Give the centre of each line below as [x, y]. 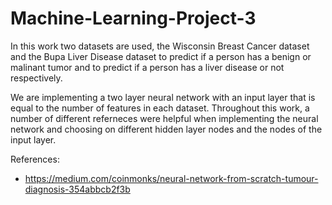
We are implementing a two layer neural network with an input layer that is [163, 97]
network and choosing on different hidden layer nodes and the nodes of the [166, 129]
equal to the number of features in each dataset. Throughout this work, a [160, 108]
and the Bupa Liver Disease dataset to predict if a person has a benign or [161, 56]
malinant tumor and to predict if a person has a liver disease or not [147, 67]
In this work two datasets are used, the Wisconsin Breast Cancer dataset [160, 46]
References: [35, 159]
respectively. [36, 78]
